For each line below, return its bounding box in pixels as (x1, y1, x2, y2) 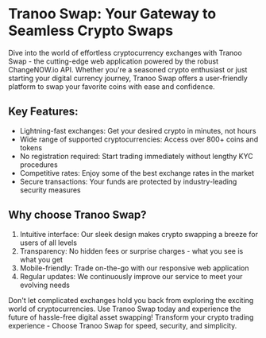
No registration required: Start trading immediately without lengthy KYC (19, 151, 253, 161)
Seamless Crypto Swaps (8, 21, 173, 40)
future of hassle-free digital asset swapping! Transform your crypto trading (8, 312, 254, 322)
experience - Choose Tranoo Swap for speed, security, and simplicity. (8, 321, 237, 330)
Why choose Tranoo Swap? (8, 208, 147, 222)
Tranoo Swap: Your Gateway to (8, 5, 217, 23)
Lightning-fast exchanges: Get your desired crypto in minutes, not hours (19, 126, 256, 135)
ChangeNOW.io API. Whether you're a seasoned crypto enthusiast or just (8, 64, 248, 74)
